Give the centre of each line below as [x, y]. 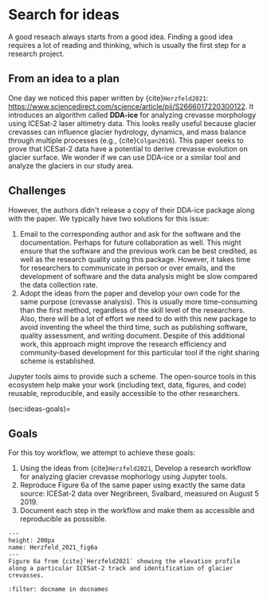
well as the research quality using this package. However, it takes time [135, 259]
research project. [37, 53]
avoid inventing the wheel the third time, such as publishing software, [134, 327]
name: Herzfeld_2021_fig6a [53, 547]
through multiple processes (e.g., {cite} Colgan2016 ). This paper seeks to [126, 140]
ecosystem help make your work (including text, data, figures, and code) [128, 385]
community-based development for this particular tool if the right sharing [139, 352]
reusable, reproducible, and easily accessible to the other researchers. [124, 393]
